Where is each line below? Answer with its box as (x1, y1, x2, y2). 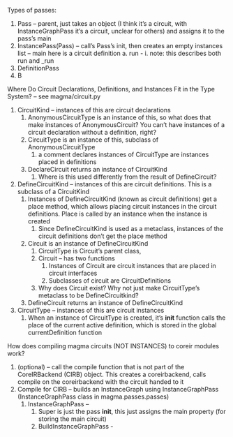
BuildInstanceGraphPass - (38, 422, 114, 430)
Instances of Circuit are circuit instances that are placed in (48, 262, 216, 269)
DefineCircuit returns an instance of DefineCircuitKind (27, 299, 183, 306)
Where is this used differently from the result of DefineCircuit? (38, 172, 217, 181)
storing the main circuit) (38, 415, 107, 423)
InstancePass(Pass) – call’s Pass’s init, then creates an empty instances (17, 42, 223, 50)
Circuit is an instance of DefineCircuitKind (27, 239, 149, 247)
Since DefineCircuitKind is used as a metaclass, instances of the (38, 225, 223, 232)
